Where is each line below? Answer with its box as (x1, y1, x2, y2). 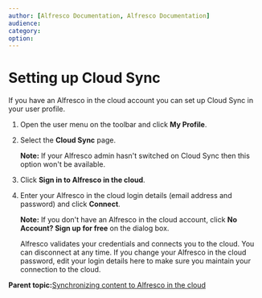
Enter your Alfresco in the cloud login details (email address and (19, 191, 232, 201)
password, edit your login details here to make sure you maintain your (19, 256, 252, 266)
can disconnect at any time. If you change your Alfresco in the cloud (19, 247, 247, 258)
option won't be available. (19, 159, 106, 169)
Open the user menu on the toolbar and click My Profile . (19, 120, 207, 130)
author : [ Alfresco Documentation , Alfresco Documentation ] (8, 11, 211, 20)
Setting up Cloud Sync (8, 69, 161, 87)
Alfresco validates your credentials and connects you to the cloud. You (19, 239, 255, 249)
